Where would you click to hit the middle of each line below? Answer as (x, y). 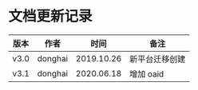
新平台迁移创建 (157, 59)
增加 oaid (147, 74)
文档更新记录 (51, 16)
